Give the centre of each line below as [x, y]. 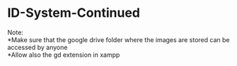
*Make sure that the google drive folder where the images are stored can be [118, 39]
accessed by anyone [37, 47]
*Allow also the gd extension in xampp [64, 55]
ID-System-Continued [74, 13]
